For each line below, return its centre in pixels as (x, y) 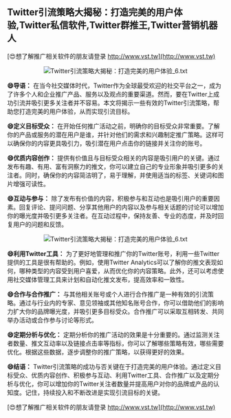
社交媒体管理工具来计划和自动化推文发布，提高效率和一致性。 (100, 279)
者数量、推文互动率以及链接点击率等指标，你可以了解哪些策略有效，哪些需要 (115, 343)
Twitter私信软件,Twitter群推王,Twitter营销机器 (119, 25)
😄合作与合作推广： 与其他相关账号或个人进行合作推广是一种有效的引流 (108, 294)
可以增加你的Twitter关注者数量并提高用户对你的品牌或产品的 (128, 384)
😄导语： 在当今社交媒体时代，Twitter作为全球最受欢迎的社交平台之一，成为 (114, 86)
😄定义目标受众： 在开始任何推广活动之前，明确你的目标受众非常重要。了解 (113, 126)
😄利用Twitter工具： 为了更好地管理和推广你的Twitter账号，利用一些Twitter (113, 253)
